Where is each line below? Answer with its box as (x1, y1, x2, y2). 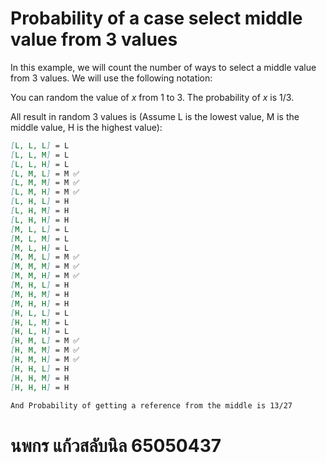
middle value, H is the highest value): (10, 121, 163, 133)
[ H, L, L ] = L (10, 308, 70, 318)
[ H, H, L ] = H (10, 363, 70, 374)
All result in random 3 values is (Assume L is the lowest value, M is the (10, 110, 300, 122)
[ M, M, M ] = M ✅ (10, 262, 80, 272)
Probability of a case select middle (10, 7, 303, 30)
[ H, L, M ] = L (10, 317, 70, 327)
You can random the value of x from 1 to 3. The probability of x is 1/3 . (10, 91, 295, 103)
